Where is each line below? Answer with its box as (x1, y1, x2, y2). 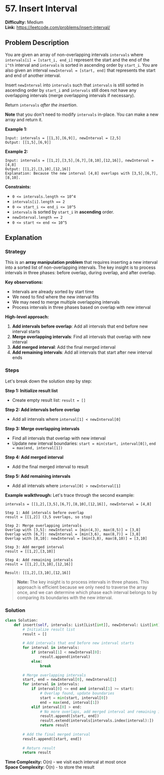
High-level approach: (5, 314, 49, 320)
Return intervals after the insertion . (5, 102, 78, 108)
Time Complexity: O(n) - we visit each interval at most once (5, 759, 126, 765)
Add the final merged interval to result (12, 464, 89, 469)
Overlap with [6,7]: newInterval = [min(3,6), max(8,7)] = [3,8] (5, 532, 141, 537)
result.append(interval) (40, 654, 91, 660)
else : (31, 659, 42, 664)
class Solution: (5, 618, 38, 623)
